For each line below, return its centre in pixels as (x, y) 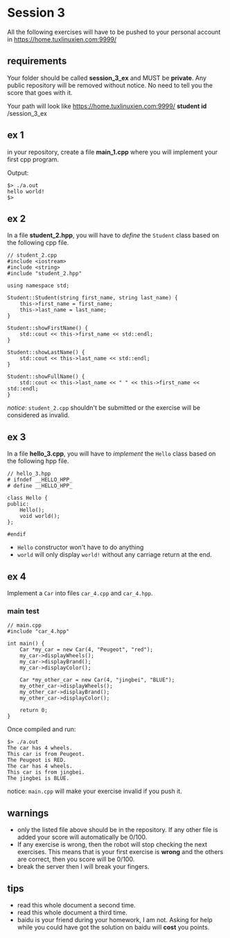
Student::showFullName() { (46, 377)
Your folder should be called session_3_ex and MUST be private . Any (107, 78)
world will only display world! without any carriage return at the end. (115, 555)
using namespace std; (38, 286)
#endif (17, 535)
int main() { (26, 644)
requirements (37, 61)
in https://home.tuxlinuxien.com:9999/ (62, 39)
